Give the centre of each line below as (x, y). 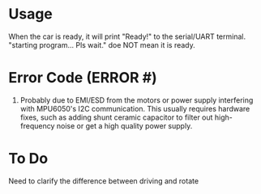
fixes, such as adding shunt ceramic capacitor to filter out (116, 117)
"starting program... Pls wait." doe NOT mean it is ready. (102, 44)
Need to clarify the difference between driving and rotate (104, 181)
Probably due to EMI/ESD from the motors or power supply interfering (137, 100)
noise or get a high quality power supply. (124, 125)
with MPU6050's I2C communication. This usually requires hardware (135, 108)
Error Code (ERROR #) (83, 78)
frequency (37, 125)
